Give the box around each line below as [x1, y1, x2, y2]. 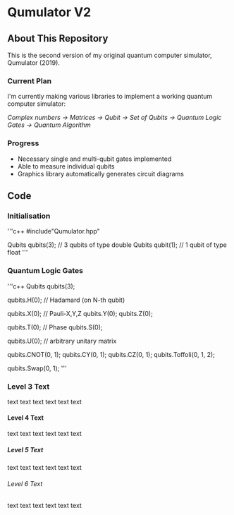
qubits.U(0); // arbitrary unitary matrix [7, 337, 117, 345]
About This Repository [7, 32, 109, 44]
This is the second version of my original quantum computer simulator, [7, 51, 213, 59]
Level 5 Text [7, 445, 44, 454]
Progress [7, 138, 39, 148]
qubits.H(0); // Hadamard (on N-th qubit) [7, 296, 125, 304]
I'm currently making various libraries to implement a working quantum [7, 92, 213, 101]
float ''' [7, 248, 28, 257]
